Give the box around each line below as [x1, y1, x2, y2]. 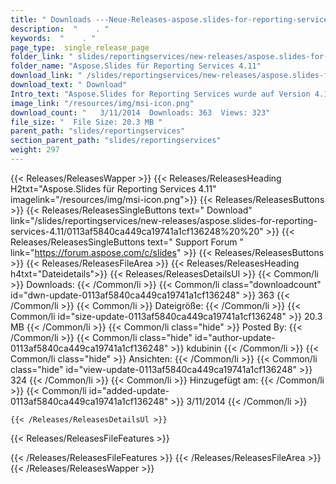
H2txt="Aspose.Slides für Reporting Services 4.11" [10, 182, 217, 195]
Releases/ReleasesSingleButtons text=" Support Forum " [10, 236, 244, 248]
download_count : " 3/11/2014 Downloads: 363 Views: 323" [10, 107, 271, 118]
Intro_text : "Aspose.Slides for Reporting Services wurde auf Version [10, 89, 311, 99]
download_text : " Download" [10, 80, 128, 90]
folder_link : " [10, 52, 74, 62]
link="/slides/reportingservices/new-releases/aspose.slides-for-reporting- [10, 214, 318, 226]
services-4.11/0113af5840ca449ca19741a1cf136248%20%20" [10, 225, 264, 237]
